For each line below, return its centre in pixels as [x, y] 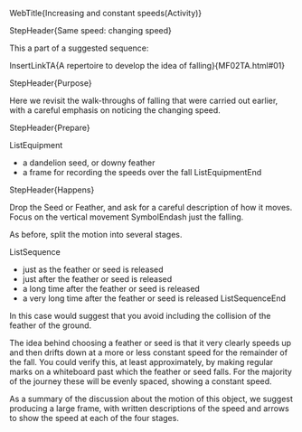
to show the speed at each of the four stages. [94, 418]
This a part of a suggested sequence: [79, 48]
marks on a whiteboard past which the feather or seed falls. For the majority [151, 371]
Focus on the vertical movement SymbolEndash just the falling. [127, 217]
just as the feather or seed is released [93, 269]
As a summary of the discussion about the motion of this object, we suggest [151, 399]
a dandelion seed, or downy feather [89, 163]
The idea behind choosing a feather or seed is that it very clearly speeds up [151, 343]
